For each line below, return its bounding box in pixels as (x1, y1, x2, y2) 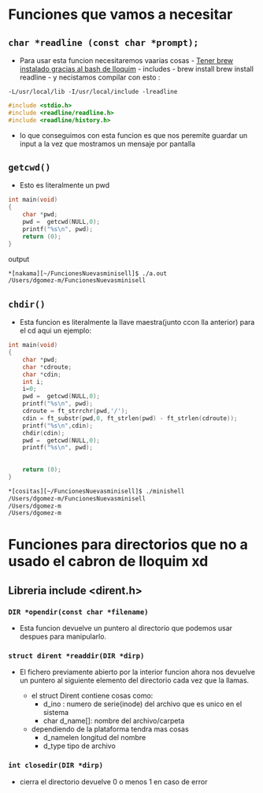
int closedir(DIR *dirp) (8, 761, 104, 770)
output (8, 254, 30, 263)
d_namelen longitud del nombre (43, 733, 146, 743)
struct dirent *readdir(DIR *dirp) (8, 652, 145, 661)
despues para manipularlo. (19, 632, 107, 642)
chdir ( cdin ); (22, 429, 65, 437)
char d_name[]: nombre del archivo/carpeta (43, 716, 185, 726)
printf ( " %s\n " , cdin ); (22, 422, 93, 430)
